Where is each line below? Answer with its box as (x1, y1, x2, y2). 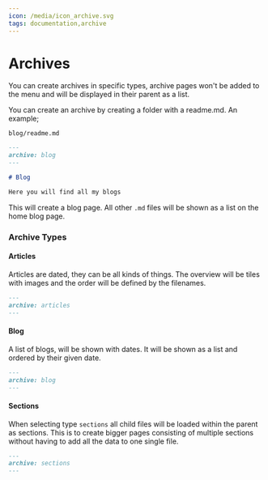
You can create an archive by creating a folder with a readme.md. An (8, 105, 238, 115)
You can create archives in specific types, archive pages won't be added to (8, 81, 260, 91)
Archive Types (8, 232, 67, 243)
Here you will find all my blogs (8, 188, 121, 196)
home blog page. (8, 211, 66, 221)
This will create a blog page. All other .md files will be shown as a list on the (8, 202, 259, 212)
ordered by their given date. (8, 353, 101, 363)
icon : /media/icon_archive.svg (8, 11, 114, 20)
